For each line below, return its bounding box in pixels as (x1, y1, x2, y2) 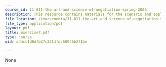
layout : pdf (5, 26, 30, 31)
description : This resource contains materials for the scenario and (5, 12, 152, 17)
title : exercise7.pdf (5, 30, 50, 35)
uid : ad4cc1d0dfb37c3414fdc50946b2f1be (5, 39, 87, 44)
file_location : (5, 16, 37, 21)
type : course (5, 35, 32, 40)
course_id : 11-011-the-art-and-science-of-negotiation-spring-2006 (5, 7, 147, 12)
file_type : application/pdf (5, 21, 63, 26)
